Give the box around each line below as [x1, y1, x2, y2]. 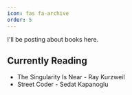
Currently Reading [7, 55, 87, 66]
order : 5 [7, 16, 32, 23]
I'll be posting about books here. [7, 35, 99, 43]
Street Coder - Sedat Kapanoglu [16, 80, 109, 89]
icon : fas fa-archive [7, 10, 69, 17]
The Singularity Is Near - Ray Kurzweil [16, 73, 125, 81]
